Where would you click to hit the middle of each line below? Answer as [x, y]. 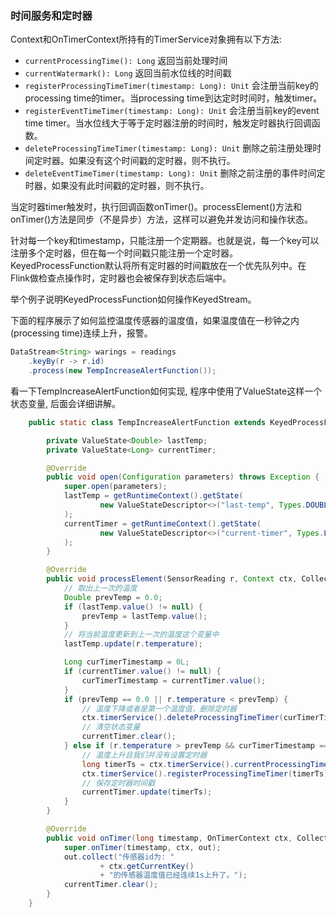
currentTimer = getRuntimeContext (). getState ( [162, 523]
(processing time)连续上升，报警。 [81, 333]
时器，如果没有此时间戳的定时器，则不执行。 [117, 186]
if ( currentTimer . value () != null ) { [142, 672]
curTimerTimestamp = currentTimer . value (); [174, 680]
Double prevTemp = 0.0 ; [113, 597]
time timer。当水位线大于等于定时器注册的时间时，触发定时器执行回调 [168, 123]
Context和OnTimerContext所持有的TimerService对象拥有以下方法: [146, 39]
